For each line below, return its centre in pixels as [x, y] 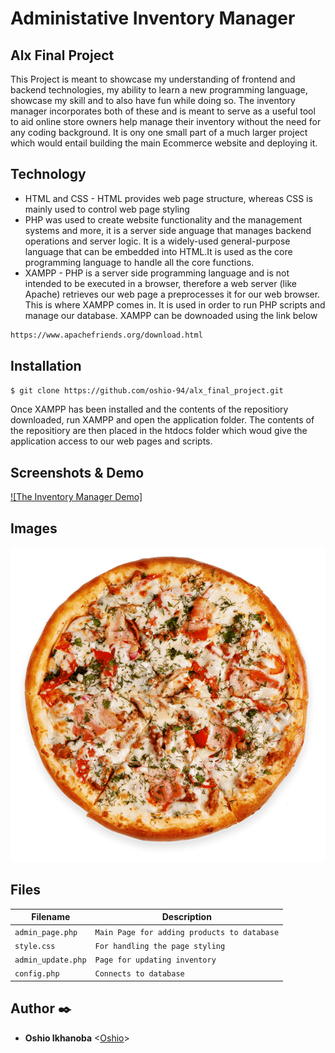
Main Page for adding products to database [187, 932]
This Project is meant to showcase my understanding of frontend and [153, 79]
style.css [35, 946]
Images [34, 528]
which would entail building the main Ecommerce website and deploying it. [164, 143]
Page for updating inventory [155, 960]
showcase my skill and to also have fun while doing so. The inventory [153, 100]
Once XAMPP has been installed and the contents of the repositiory [149, 409]
